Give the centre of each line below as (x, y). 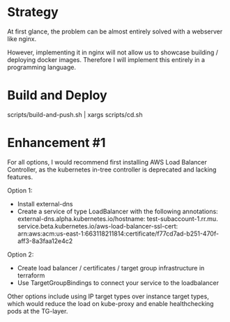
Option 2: (21, 254)
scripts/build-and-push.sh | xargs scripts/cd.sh (75, 114)
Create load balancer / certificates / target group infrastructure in (111, 268)
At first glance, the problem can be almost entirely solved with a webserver (115, 31)
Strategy (33, 12)
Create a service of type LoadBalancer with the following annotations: (117, 211)
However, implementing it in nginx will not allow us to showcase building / (113, 52)
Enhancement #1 (56, 143)
